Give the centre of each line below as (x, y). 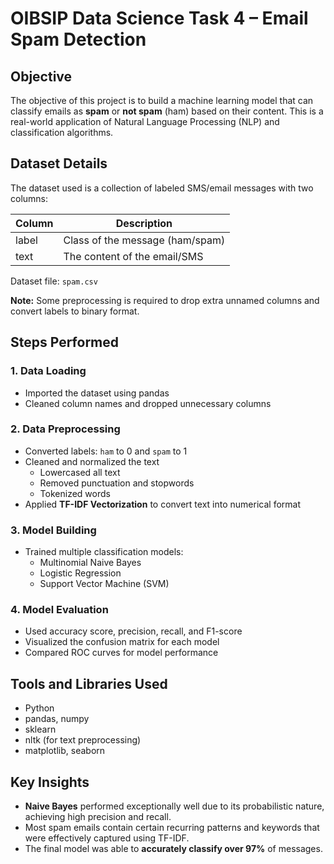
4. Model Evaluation (59, 610)
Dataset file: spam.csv (54, 281)
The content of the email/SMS (133, 256)
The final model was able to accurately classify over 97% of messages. (173, 849)
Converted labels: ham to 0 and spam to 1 (106, 451)
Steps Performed (65, 342)
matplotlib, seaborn (65, 751)
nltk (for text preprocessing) (83, 740)
